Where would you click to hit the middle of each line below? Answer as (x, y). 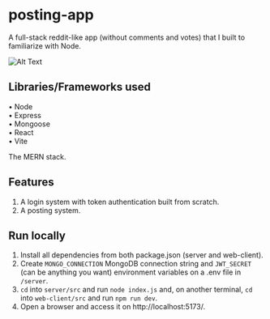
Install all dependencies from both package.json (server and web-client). (141, 255)
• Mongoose (30, 124)
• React (21, 132)
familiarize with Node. (45, 45)
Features (31, 183)
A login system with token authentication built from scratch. (120, 202)
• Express (25, 115)
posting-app (51, 15)
